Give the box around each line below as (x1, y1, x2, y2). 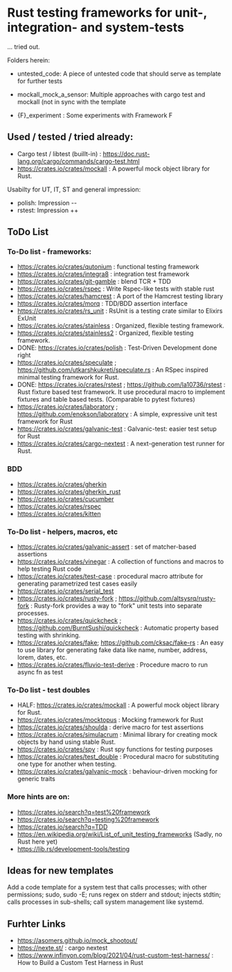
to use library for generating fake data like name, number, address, (17, 646, 208, 654)
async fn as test (17, 668, 64, 676)
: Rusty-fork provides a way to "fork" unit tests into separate (30, 602, 202, 610)
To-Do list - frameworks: (7, 247, 92, 257)
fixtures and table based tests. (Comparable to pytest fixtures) (17, 395, 195, 404)
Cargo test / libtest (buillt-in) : (17, 149, 102, 157)
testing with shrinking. (17, 631, 81, 640)
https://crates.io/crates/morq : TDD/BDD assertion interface (17, 300, 188, 308)
